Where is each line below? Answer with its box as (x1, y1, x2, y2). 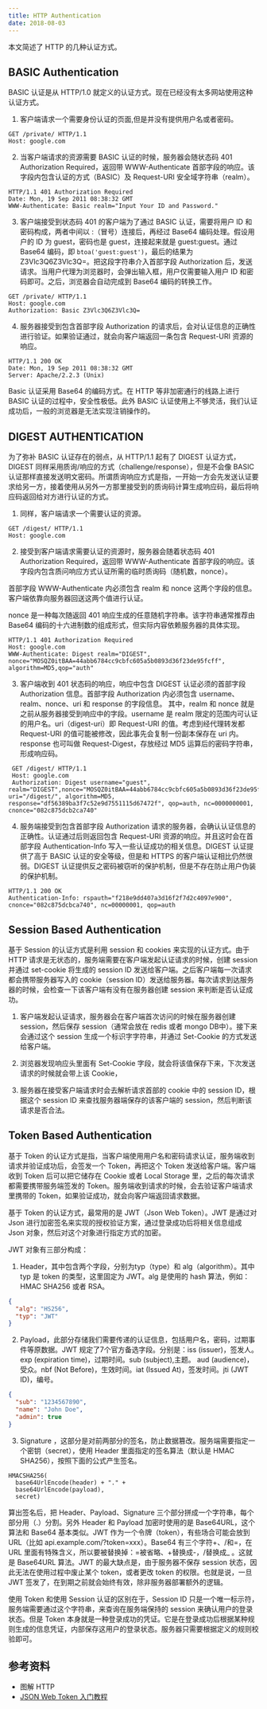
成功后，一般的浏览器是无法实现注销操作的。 (8, 406, 155, 416)
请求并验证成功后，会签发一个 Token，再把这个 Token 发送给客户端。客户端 (8, 1161, 257, 1170)
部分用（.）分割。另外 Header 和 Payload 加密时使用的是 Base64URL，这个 (8, 1517, 256, 1527)
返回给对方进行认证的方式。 (21, 492, 113, 502)
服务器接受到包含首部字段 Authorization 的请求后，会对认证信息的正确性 (19, 322, 256, 331)
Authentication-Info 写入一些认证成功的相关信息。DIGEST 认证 (42, 841, 247, 851)
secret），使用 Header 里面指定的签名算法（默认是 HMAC (47, 1445, 234, 1455)
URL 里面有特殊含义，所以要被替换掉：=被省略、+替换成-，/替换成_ (8, 1547, 230, 1557)
